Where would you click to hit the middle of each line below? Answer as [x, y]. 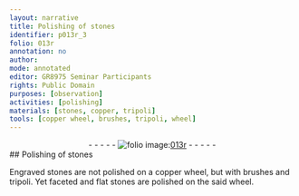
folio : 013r [32, 43]
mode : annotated [40, 69]
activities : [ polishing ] [56, 102]
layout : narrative [44, 18]
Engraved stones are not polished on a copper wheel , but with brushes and [149, 172]
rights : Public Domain [52, 85]
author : [24, 60]
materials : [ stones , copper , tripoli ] [82, 111]
